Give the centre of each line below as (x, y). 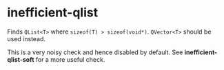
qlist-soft (21, 59)
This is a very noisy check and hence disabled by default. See (95, 52)
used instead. (27, 38)
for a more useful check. (70, 59)
